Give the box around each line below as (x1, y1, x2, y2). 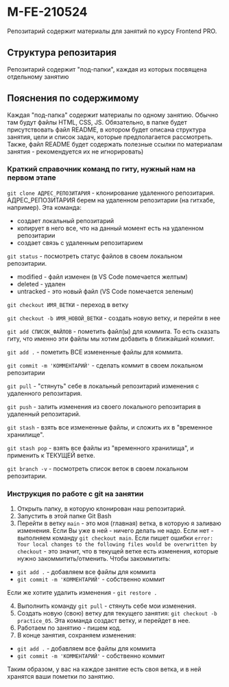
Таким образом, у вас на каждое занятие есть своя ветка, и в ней (7, 665, 202, 673)
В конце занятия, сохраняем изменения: (16, 631, 136, 640)
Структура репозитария (7, 47, 117, 59)
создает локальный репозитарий (16, 216, 114, 224)
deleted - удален (16, 279, 66, 288)
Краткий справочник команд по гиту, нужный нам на (7, 165, 196, 174)
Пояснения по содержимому (7, 92, 139, 104)
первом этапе (7, 173, 56, 182)
